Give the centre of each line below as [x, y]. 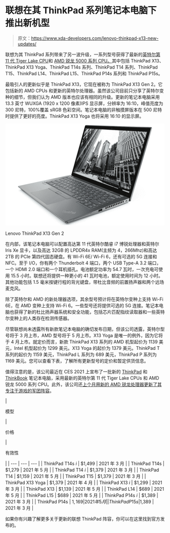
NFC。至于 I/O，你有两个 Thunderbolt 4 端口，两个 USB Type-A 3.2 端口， [83, 263]
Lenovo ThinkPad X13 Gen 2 [35, 233]
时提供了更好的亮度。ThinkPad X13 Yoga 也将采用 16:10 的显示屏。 [75, 116]
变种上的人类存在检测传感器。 [40, 318]
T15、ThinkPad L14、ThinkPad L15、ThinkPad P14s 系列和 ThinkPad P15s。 [84, 73]
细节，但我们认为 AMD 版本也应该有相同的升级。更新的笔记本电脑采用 [87, 97]
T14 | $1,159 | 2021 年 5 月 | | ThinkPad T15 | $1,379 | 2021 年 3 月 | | [76, 476]
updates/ [27, 44]
